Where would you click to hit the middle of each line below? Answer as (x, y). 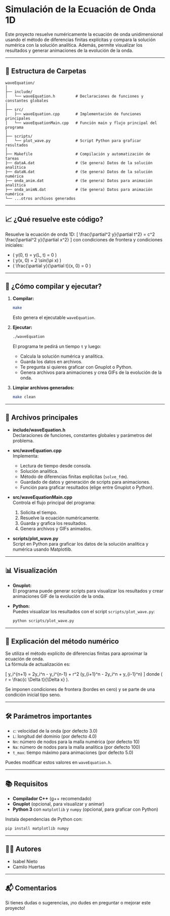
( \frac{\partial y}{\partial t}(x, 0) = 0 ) (52, 266)
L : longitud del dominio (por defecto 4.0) (55, 736)
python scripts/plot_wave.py (43, 621)
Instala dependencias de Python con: (44, 819)
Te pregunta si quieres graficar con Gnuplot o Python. (76, 367)
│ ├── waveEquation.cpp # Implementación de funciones (73, 114)
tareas (12, 159)
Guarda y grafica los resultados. (54, 523)
